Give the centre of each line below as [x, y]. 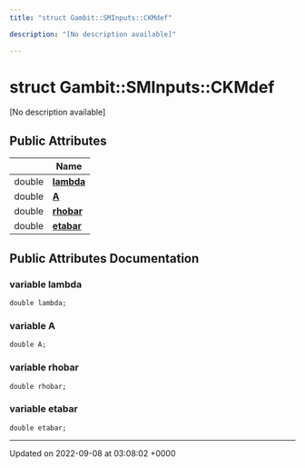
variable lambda [46, 284]
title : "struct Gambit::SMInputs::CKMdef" [91, 18]
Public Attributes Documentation [104, 259]
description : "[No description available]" [93, 34]
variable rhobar [44, 367]
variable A [33, 325]
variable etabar [44, 409]
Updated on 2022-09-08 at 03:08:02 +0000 [93, 453]
